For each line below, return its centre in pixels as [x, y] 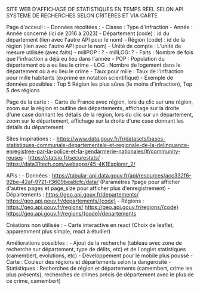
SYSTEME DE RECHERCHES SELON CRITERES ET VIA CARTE [82, 15]
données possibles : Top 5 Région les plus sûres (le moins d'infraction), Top [99, 84]
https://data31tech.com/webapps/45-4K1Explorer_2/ [71, 164]
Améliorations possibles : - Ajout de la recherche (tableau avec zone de [94, 243]
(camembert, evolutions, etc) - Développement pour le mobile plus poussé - [100, 255]
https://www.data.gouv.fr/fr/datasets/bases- [111, 139]
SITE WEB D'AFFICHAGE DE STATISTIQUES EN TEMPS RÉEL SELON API [95, 9]
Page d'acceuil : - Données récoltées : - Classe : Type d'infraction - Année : [99, 27]
